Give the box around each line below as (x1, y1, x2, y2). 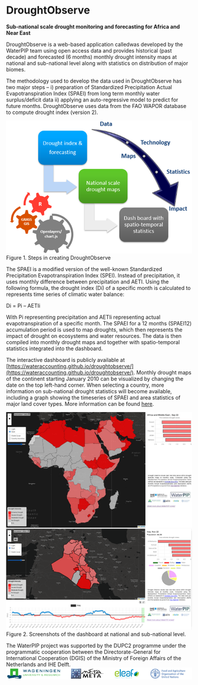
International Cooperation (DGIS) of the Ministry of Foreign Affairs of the (6, 654, 181, 661)
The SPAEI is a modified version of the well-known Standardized (6, 265, 163, 272)
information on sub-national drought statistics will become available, (6, 387, 172, 394)
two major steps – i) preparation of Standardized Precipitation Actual (6, 83, 173, 90)
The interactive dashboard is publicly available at (6, 356, 125, 363)
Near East (6, 29, 31, 36)
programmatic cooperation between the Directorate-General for (6, 648, 161, 655)
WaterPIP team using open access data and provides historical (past (6, 47, 172, 54)
